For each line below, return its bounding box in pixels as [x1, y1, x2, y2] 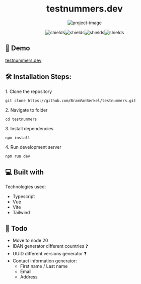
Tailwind [12, 210, 30, 216]
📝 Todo [5, 224, 28, 233]
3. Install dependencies [5, 125, 54, 131]
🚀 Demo [5, 44, 30, 53]
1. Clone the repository [5, 88, 52, 94]
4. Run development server [5, 144, 61, 150]
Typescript [12, 194, 35, 200]
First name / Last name [20, 263, 68, 269]
